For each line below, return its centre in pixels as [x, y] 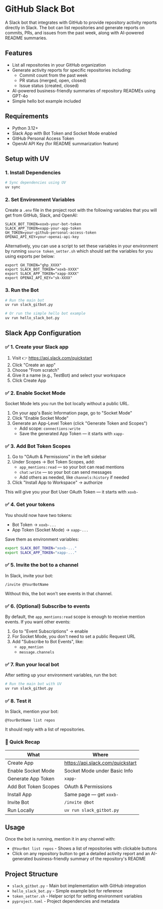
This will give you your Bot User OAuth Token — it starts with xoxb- [72, 492]
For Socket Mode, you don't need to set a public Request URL [74, 636]
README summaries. [26, 38]
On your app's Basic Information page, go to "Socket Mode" [72, 413]
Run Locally [21, 810]
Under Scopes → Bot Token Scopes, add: [53, 462]
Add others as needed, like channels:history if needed [74, 478]
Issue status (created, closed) [49, 86]
